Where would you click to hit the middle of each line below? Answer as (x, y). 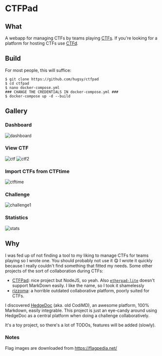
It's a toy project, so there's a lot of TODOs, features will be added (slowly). (80, 325)
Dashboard (18, 125)
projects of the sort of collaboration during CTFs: (54, 271)
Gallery (16, 111)
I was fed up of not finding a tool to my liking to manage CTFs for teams (77, 255)
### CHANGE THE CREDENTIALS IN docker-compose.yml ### (62, 92)
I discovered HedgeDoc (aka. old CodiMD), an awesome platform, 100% (77, 305)
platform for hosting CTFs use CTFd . (42, 43)
